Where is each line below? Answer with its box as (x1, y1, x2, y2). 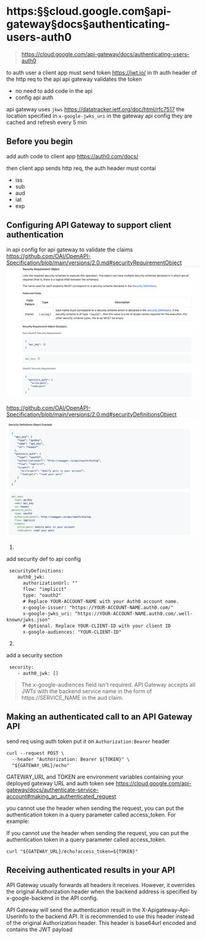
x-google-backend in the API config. (6, 894, 99, 902)
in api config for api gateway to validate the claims (6, 246, 133, 253)
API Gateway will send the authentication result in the (6, 906, 141, 913)
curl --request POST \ (6, 750, 64, 756)
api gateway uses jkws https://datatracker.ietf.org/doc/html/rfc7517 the (6, 105, 185, 113)
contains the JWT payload (6, 926, 73, 933)
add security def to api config (6, 555, 81, 563)
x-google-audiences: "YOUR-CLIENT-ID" (22, 629, 122, 636)
